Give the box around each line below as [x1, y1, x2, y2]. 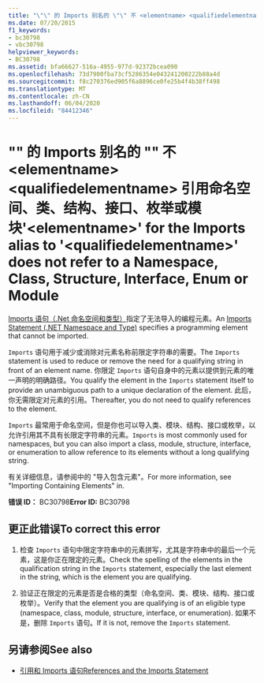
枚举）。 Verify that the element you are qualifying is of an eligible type [19, 598, 246, 607]
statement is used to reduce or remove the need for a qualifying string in [8, 356, 244, 365]
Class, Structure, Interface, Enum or [8, 270, 248, 288]
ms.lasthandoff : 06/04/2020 [8, 99, 101, 107]
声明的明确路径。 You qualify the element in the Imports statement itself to [14, 375, 255, 385]
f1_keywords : [8, 26, 51, 34]
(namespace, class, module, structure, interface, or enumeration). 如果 [19, 608, 250, 618]
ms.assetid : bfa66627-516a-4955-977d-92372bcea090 [8, 63, 178, 71]
